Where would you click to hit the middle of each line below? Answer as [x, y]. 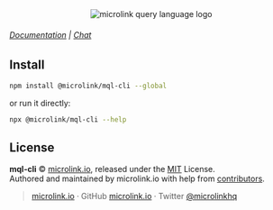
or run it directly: [40, 103]
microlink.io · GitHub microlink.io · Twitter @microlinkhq [134, 196]
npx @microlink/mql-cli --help [68, 119]
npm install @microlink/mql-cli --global [88, 86]
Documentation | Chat [50, 34]
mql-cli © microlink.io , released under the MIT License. [113, 169]
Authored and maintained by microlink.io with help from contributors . [137, 178]
